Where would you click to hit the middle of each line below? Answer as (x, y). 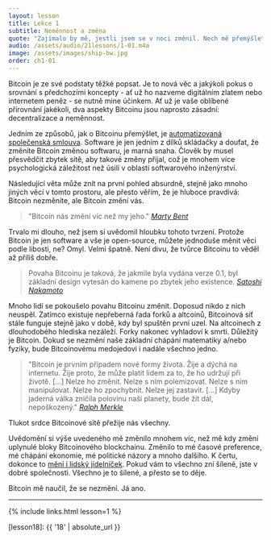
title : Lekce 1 (34, 23)
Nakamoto (46, 290)
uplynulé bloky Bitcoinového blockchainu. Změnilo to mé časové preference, (135, 447)
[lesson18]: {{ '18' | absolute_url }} (65, 527)
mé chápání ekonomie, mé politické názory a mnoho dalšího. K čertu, (123, 455)
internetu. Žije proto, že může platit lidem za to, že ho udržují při (134, 372)
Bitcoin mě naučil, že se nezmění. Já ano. (77, 488)
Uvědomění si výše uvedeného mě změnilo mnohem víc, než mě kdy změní (133, 438)
